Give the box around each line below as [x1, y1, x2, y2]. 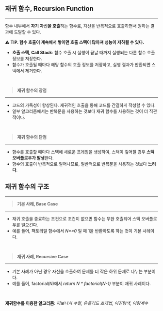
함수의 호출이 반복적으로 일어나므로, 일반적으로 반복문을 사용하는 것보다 [12, 161, 147, 167]
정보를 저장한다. [12, 55, 42, 62]
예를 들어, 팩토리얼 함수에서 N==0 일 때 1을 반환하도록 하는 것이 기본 [12, 228, 142, 233]
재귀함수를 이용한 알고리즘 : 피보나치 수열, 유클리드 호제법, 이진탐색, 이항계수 [5, 300, 148, 306]
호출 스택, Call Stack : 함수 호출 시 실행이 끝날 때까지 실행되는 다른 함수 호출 [12, 49, 155, 55]
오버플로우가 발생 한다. [12, 155, 54, 161]
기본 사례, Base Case [16, 201, 58, 207]
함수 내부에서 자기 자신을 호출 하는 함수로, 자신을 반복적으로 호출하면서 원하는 [5, 23, 150, 29]
